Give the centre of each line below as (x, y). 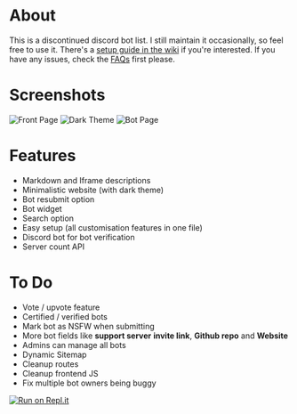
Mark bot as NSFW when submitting (88, 326)
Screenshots (57, 95)
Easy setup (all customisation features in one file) (112, 227)
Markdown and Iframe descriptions (86, 180)
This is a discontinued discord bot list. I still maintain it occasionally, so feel (146, 40)
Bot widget (42, 208)
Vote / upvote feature (61, 307)
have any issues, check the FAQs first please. (92, 59)
